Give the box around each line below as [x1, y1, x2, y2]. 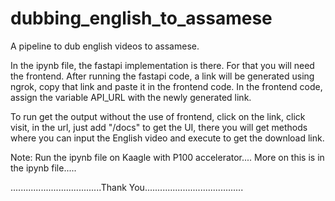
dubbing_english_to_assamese [10, 7, 273, 30]
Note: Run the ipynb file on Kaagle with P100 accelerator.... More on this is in [10, 151, 325, 163]
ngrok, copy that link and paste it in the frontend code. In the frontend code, [10, 80, 323, 92]
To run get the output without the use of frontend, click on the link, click [10, 110, 306, 122]
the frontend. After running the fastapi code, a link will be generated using [10, 70, 315, 82]
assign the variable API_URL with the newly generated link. [10, 91, 252, 103]
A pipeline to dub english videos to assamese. [10, 40, 200, 52]
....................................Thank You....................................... [10, 181, 244, 193]
